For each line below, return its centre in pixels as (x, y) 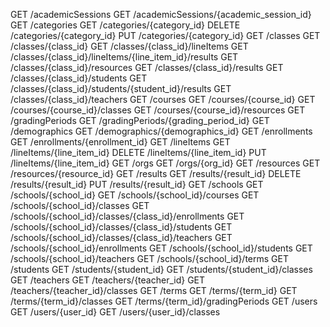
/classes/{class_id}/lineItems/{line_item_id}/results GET (124, 57)
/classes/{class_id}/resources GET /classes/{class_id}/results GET (147, 67)
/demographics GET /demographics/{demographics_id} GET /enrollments (161, 131)
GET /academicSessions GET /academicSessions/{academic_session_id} (161, 14)
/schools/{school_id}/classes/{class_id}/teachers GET (121, 237)
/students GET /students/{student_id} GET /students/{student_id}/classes (161, 269)
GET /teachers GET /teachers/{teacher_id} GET (108, 280)
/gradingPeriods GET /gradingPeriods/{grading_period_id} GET (140, 120)
